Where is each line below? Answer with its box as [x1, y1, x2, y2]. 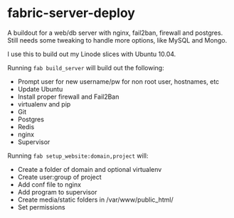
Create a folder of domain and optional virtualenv [17, 165, 162, 173]
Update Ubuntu [17, 85, 63, 93]
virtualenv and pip [17, 99, 71, 108]
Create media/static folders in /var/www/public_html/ [17, 195, 174, 204]
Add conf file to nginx [17, 180, 82, 189]
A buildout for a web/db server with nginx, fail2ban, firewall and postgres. [7, 28, 223, 37]
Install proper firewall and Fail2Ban [17, 92, 119, 101]
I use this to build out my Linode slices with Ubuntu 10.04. [7, 50, 176, 58]
